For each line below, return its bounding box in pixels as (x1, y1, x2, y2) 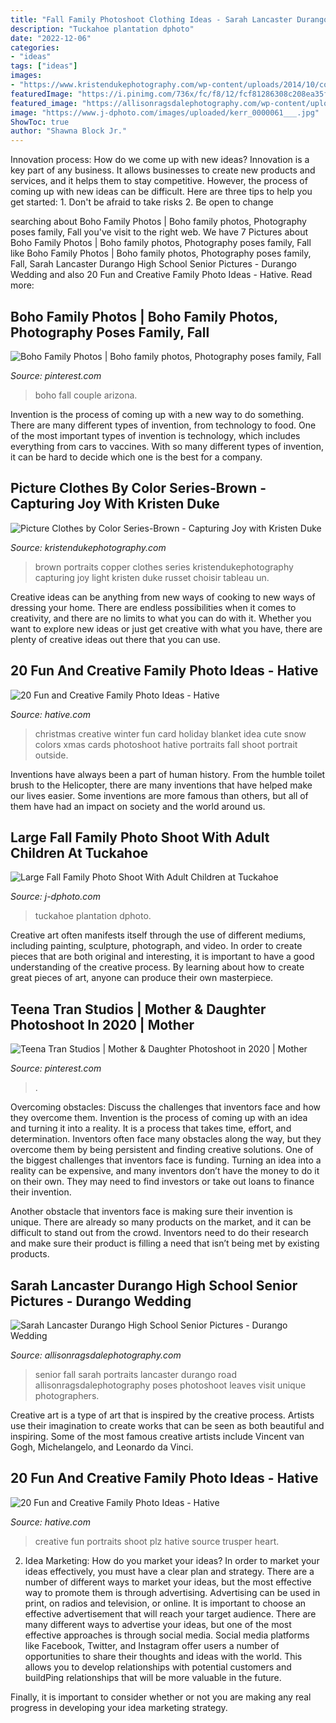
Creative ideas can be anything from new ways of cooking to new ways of (10, 591, 316, 603)
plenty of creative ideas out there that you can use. (10, 633, 221, 645)
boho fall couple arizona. (34, 389, 138, 401)
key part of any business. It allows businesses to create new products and (10, 164, 316, 176)
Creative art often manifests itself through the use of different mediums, (10, 929, 307, 941)
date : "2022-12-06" (10, 33, 92, 43)
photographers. (34, 1390, 100, 1401)
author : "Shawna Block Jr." (10, 126, 128, 136)
